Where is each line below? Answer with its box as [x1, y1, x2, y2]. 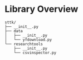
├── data [4, 28, 23, 33]
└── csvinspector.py [13, 50, 56, 55]
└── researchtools [4, 41, 43, 47]
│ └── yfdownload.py [4, 37, 52, 42]
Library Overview [4, 3, 78, 15]
